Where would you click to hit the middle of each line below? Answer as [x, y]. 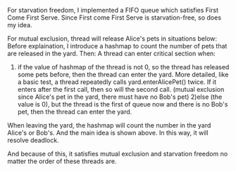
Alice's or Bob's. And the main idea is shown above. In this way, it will [108, 133]
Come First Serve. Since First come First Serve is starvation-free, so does [114, 18]
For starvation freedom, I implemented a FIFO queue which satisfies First [113, 10]
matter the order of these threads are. [62, 161]
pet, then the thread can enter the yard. [75, 112]
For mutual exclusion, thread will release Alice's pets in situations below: [112, 39]
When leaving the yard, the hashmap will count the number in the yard [109, 125]
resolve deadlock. [33, 140]
